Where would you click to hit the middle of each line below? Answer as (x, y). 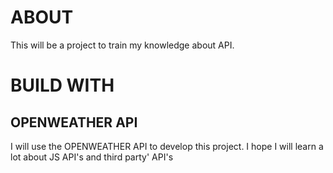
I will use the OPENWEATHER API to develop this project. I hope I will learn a (167, 146)
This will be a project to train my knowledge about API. (122, 45)
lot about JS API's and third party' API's (92, 157)
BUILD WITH (62, 85)
